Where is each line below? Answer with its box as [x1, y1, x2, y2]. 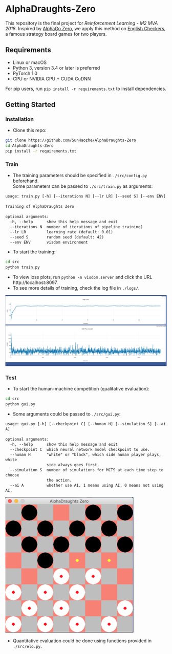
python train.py [5, 265, 40, 270]
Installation [5, 116, 34, 123]
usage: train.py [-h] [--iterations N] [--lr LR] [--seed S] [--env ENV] [5, 194, 166, 199]
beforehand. [12, 178, 39, 184]
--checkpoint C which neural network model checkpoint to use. [10, 447, 150, 452]
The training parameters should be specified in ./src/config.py [12, 172, 147, 179]
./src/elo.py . [12, 643, 42, 649]
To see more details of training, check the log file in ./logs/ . [12, 285, 140, 291]
